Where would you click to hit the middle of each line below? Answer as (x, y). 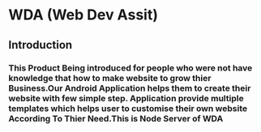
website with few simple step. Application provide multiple (126, 98)
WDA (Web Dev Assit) (83, 15)
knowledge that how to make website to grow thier (110, 78)
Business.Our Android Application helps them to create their (130, 88)
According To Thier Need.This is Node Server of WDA (116, 118)
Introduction (41, 45)
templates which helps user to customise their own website (128, 109)
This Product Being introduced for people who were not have (130, 68)
